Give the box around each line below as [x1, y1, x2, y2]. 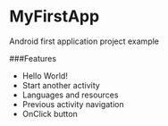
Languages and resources [21, 89, 119, 100]
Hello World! [21, 70, 69, 81]
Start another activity [21, 80, 100, 90]
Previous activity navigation [21, 98, 124, 109]
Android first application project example [9, 36, 159, 46]
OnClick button [21, 108, 78, 119]
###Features [9, 53, 56, 63]
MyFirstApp [9, 6, 100, 27]
